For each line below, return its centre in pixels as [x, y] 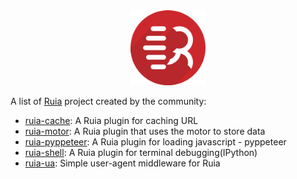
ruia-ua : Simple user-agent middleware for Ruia [122, 163]
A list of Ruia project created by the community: [108, 101]
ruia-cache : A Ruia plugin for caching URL [111, 120]
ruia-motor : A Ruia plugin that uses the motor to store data [145, 131]
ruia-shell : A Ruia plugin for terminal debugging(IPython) [141, 152]
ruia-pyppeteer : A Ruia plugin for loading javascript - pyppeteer [155, 142]
